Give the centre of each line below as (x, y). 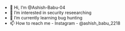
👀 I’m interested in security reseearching (50, 13)
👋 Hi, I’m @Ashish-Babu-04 (37, 8)
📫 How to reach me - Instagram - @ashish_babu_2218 (65, 23)
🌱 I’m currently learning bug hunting (46, 18)
